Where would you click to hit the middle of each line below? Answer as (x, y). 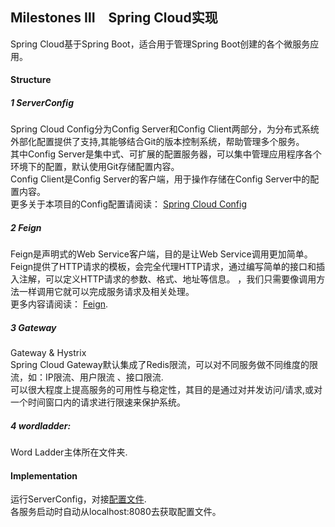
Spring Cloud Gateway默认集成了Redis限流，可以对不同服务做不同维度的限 (164, 365)
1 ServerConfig (42, 102)
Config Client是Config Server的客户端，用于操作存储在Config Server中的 (160, 179)
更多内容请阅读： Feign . (59, 304)
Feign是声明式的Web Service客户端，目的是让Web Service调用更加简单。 (161, 254)
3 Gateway (33, 327)
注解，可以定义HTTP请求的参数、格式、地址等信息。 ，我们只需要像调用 (167, 279)
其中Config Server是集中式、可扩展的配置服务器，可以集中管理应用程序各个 (166, 154)
